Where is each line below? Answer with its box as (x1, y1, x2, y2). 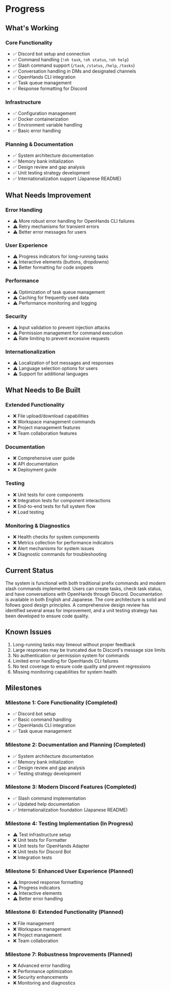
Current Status (5, 567, 54, 575)
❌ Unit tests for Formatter (12, 837, 67, 843)
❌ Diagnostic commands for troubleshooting (12, 551, 107, 557)
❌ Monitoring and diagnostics (12, 980, 75, 986)
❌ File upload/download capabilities (12, 413, 89, 419)
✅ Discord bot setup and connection (12, 50, 90, 57)
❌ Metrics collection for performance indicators (12, 539, 114, 545)
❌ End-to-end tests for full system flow (12, 503, 96, 509)
